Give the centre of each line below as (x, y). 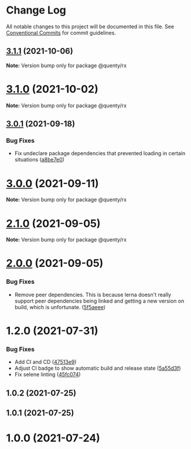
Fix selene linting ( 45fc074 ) (47, 374)
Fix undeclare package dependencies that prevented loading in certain (100, 153)
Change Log (36, 10)
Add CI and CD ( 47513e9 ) (45, 362)
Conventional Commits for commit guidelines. (61, 32)
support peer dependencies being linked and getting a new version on (99, 301)
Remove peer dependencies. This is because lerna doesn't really (93, 294)
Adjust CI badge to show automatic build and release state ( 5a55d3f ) (98, 368)
